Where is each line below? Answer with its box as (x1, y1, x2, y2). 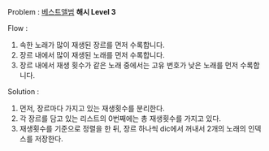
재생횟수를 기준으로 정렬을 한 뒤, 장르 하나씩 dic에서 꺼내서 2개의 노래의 (19, 124, 247, 133)
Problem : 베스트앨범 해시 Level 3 (7, 7, 116, 16)
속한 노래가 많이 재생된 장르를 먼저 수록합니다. (19, 40, 166, 50)
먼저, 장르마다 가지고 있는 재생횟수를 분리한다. (19, 104, 166, 113)
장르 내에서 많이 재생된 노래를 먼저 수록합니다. (19, 50, 166, 59)
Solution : (7, 87, 40, 96)
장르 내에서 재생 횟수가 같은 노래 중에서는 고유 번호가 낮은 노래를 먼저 (19, 60, 239, 70)
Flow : (7, 24, 28, 32)
